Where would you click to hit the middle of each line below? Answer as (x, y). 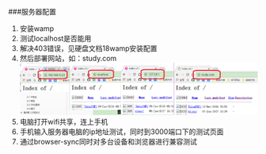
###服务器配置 (32, 12)
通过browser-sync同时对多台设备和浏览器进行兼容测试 (108, 142)
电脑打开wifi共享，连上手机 (64, 122)
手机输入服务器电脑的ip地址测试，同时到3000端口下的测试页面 (122, 132)
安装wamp (36, 29)
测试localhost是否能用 (55, 38)
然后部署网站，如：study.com (68, 58)
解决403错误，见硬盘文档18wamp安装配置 (88, 48)
